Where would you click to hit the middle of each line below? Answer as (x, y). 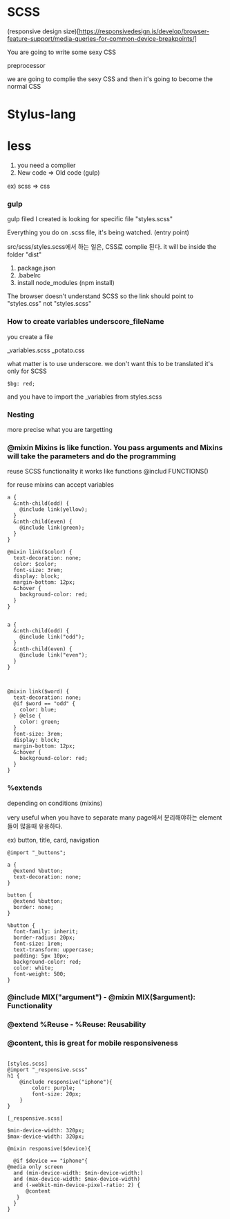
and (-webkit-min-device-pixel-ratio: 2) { (77, 1185)
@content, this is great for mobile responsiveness (93, 1043)
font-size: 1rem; (38, 944)
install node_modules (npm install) (66, 283)
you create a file (30, 336)
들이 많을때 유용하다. (35, 826)
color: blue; (38, 710)
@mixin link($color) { (40, 552)
